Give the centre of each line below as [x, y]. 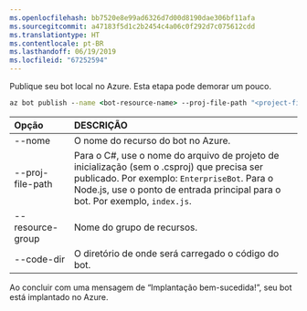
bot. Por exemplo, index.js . [132, 201]
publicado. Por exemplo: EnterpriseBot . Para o [174, 178]
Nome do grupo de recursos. [136, 227]
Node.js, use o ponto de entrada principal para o [177, 190]
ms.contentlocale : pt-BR [57, 43]
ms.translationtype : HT [55, 35]
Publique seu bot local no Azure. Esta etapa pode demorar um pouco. [141, 86]
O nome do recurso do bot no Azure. [152, 140]
